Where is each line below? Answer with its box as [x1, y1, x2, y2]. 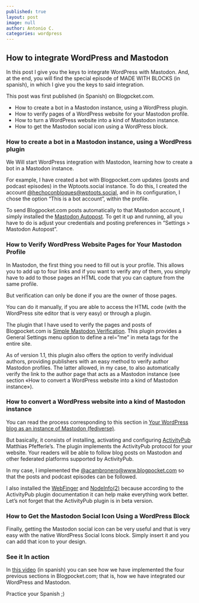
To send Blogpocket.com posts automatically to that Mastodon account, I [6, 207, 185, 214]
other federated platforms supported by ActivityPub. [6, 455, 134, 462]
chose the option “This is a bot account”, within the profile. [6, 195, 149, 202]
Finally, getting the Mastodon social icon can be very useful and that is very [6, 525, 191, 532]
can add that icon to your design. [6, 538, 87, 545]
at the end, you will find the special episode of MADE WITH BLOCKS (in [6, 75, 181, 82]
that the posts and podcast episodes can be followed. [6, 473, 137, 480]
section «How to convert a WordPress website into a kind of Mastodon [6, 377, 178, 384]
